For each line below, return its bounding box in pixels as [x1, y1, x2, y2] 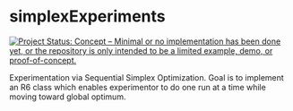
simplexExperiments [9, 6, 166, 27]
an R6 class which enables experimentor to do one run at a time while [9, 81, 266, 92]
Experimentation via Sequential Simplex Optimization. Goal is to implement [9, 72, 284, 82]
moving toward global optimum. [9, 91, 126, 102]
